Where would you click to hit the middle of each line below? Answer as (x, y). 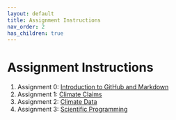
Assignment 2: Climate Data (57, 102)
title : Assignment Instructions (54, 20)
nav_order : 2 (26, 27)
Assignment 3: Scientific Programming (72, 110)
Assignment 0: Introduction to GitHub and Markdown (93, 87)
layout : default (31, 14)
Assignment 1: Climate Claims (59, 94)
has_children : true (35, 33)
